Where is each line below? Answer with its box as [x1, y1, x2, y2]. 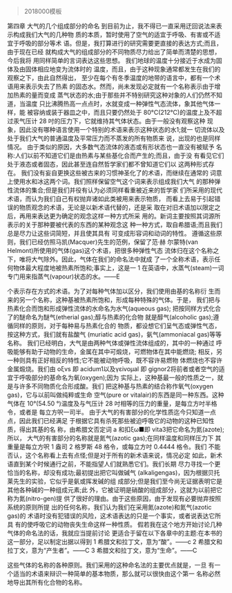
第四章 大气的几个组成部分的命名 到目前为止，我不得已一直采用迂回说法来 [7, 22, 216, 30]
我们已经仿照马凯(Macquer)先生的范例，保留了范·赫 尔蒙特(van [19, 238, 199, 246]
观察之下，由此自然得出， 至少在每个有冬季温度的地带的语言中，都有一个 [7, 74, 215, 82]
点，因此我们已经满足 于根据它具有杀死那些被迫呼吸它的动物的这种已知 [7, 417, 209, 425]
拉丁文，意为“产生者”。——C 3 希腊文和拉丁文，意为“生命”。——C [7, 546, 197, 555]
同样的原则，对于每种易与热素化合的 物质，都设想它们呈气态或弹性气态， [12, 321, 221, 330]
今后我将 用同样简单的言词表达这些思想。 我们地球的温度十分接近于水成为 [7, 57, 216, 65]
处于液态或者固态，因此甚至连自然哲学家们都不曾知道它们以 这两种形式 [7, 160, 209, 169]
